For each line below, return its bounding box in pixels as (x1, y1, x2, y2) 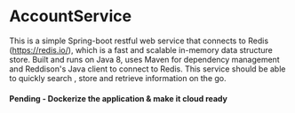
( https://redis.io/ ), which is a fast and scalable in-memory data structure (9, 44, 274, 55)
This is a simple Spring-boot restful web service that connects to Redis (9, 35, 269, 46)
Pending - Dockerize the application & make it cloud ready (9, 93, 228, 103)
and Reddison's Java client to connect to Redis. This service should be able (9, 64, 286, 74)
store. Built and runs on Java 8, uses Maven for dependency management (9, 54, 280, 64)
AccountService (9, 6, 132, 26)
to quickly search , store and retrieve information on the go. (9, 72, 227, 83)
